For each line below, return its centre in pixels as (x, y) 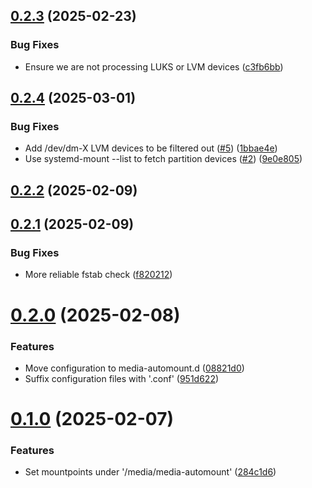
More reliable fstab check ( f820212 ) (98, 275)
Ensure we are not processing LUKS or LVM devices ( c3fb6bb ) (154, 66)
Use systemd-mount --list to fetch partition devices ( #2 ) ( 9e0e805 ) (163, 159)
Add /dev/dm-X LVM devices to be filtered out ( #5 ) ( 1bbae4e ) (151, 148)
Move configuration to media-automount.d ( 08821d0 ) (134, 368)
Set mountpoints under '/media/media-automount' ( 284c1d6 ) (150, 472)
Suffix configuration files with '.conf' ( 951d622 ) (122, 378)
